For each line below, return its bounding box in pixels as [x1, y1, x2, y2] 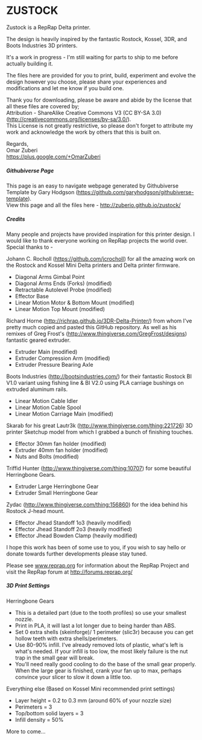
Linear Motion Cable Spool [14, 404, 81, 411]
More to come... [6, 727, 46, 735]
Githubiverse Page [6, 167, 54, 174]
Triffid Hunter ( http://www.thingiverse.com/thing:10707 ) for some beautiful [6, 464, 191, 472]
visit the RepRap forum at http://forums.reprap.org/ [6, 568, 133, 575]
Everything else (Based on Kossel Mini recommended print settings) [6, 685, 175, 692]
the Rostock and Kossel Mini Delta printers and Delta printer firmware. [6, 261, 180, 269]
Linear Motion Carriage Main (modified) [14, 410, 113, 417]
